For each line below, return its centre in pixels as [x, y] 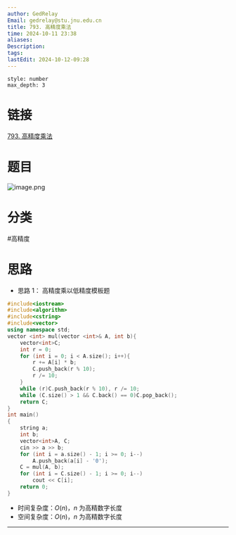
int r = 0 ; [36, 349]
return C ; [34, 402]
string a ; [34, 428]
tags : [15, 53]
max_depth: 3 [26, 85]
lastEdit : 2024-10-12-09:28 [48, 60]
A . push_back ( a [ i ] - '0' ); [71, 461]
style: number [28, 79]
